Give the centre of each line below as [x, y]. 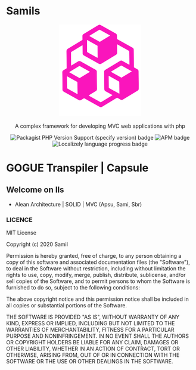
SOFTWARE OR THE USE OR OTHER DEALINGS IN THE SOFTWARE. [90, 362]
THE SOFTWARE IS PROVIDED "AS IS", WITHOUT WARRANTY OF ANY [93, 317]
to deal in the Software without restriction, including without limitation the [96, 269]
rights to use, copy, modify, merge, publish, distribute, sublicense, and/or [96, 275]
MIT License [21, 233]
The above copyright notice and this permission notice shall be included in [97, 299]
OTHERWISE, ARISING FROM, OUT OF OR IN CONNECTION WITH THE [93, 355]
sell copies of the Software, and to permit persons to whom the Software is [98, 281]
